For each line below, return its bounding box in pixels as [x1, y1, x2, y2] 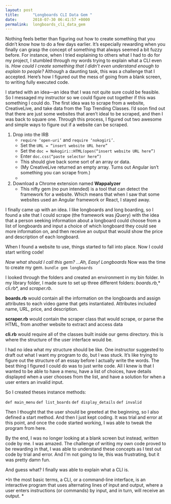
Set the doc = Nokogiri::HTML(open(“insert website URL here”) [20, 148, 156, 154]
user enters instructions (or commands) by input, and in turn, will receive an [5, 488, 165, 494]
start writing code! [5, 249, 44, 256]
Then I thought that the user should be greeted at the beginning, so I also [5, 409, 159, 415]
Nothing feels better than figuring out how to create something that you [5, 36, 156, 42]
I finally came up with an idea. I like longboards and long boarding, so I [5, 207, 154, 213]
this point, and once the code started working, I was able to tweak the [5, 420, 152, 426]
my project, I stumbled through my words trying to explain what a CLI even [5, 57, 162, 64]
